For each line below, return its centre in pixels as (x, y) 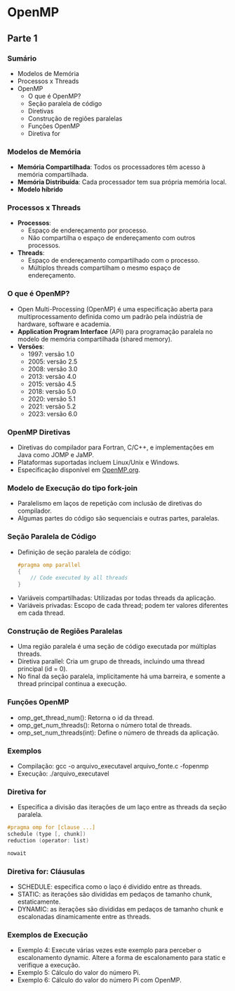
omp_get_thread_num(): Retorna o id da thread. (86, 717)
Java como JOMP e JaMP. (56, 455)
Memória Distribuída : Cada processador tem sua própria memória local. (122, 182)
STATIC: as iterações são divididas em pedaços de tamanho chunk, (115, 895)
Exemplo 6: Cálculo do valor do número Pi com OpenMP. (99, 980)
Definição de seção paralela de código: (74, 552)
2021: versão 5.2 (52, 406)
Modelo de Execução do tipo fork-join (73, 488)
